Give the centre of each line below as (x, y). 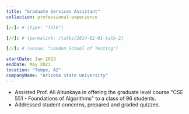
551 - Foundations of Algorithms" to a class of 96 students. (85, 98)
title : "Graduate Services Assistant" (53, 11)
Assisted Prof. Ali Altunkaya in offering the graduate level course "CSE (99, 92)
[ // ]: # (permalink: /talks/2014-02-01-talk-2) (65, 38)
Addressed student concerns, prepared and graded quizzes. (87, 104)
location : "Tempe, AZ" (34, 70)
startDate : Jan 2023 (31, 59)
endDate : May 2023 (28, 65)
